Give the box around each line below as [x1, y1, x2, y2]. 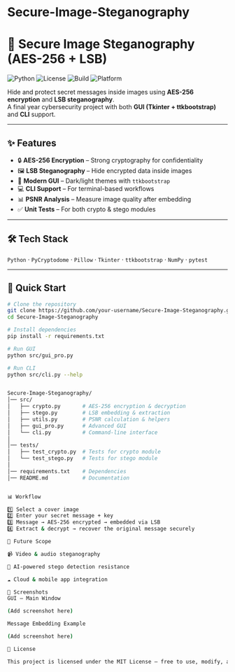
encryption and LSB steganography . [7, 95, 115, 104]
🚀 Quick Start [7, 282, 66, 294]
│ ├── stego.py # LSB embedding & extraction [7, 409, 171, 416]
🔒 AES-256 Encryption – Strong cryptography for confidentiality [17, 155, 204, 164]
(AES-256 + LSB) [7, 51, 108, 67]
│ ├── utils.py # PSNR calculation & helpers [7, 416, 171, 423]
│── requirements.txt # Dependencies [7, 468, 127, 475]
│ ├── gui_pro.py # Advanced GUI [7, 422, 127, 429]
